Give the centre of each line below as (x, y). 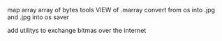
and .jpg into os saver (38, 17)
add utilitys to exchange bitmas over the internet (77, 30)
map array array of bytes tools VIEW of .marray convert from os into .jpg (111, 10)
